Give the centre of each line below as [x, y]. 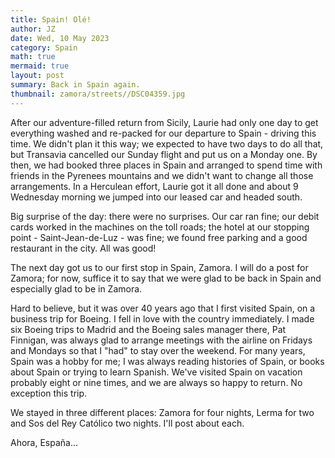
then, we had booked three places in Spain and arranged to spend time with [166, 165]
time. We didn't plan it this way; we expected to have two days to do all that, [167, 143]
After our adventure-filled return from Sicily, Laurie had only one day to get [164, 122]
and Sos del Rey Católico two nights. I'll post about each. [127, 423]
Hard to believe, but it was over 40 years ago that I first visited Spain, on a [163, 308]
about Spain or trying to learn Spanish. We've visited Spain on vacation [156, 372]
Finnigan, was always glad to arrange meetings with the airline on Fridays [161, 340]
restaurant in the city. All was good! [83, 248]
